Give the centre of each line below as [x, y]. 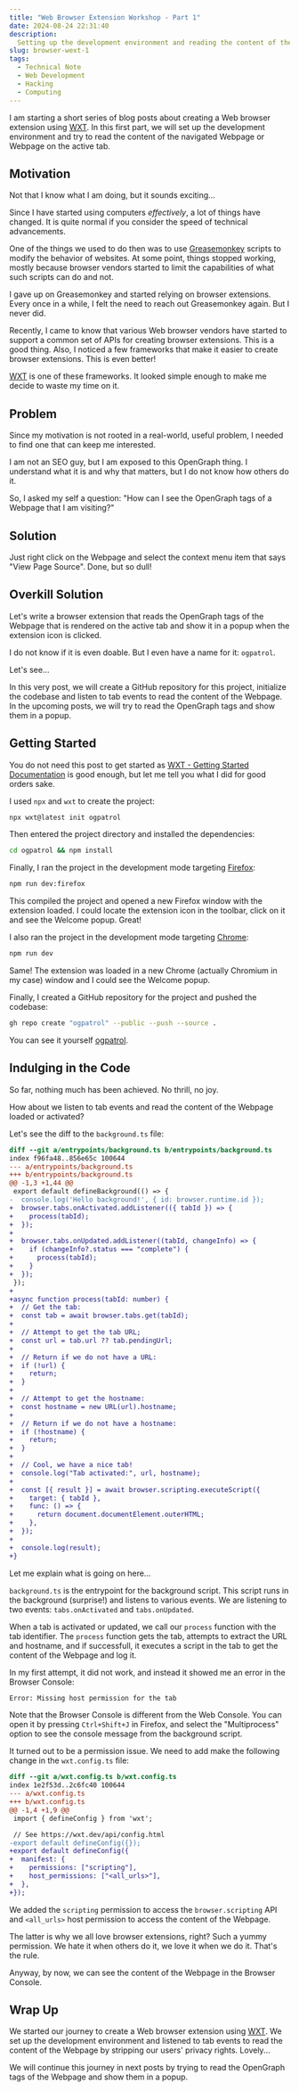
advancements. [38, 232]
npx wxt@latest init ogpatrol [65, 817]
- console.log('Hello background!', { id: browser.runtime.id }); [137, 1200]
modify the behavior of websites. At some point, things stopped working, [143, 258]
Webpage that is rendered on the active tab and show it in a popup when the [149, 626]
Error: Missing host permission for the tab [93, 1698]
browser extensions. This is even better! [83, 359]
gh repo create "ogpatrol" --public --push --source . [113, 1023]
